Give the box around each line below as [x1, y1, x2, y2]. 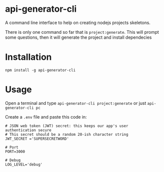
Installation [5, 51, 52, 63]
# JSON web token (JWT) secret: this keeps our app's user [5, 123, 129, 128]
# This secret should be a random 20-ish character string [5, 132, 129, 137]
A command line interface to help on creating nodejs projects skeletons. [5, 20, 151, 25]
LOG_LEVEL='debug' [5, 162, 43, 167]
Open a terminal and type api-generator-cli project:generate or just [5, 100, 146, 106]
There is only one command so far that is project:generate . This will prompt [5, 29, 159, 35]
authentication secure [5, 127, 52, 133]
